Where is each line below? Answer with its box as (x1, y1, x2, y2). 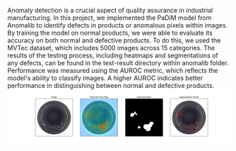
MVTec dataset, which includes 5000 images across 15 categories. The (7, 44, 216, 52)
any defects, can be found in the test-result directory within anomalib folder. (7, 59, 229, 67)
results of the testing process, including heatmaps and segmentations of (7, 51, 219, 60)
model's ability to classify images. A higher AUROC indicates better (7, 74, 203, 82)
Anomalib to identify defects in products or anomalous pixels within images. (7, 21, 228, 29)
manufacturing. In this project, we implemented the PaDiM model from (7, 13, 212, 22)
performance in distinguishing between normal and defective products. (7, 82, 215, 89)
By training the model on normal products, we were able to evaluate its (7, 28, 213, 37)
